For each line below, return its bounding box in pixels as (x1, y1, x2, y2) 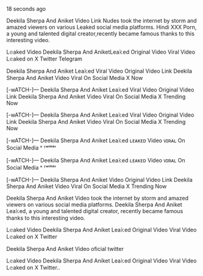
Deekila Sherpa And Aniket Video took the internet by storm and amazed (6, 195, 189, 202)
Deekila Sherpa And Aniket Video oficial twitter (6, 245, 124, 252)
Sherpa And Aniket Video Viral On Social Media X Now (6, 74, 143, 81)
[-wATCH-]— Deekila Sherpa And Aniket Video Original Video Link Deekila (6, 176, 193, 183)
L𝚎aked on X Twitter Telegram (6, 55, 82, 62)
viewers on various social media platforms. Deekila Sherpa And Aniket (6, 201, 183, 208)
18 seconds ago (6, 5, 46, 12)
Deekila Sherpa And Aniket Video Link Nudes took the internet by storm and (6, 17, 197, 24)
